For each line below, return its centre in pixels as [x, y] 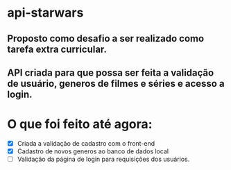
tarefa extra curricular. [57, 49]
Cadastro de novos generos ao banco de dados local [93, 151]
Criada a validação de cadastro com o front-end [86, 143]
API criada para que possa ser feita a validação [111, 73]
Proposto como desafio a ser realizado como [106, 39]
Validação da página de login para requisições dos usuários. [103, 159]
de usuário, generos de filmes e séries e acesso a [116, 84]
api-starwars [45, 13]
